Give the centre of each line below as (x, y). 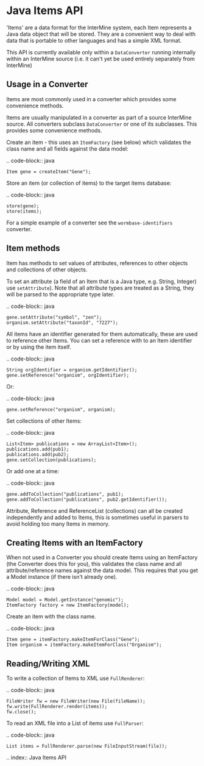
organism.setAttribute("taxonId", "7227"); (62, 323)
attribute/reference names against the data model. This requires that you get (102, 570)
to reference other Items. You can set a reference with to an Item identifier (99, 340)
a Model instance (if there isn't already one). (62, 577)
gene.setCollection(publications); (51, 460)
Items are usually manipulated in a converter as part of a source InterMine (99, 117)
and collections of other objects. (47, 270)
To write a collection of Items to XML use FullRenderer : (76, 678)
